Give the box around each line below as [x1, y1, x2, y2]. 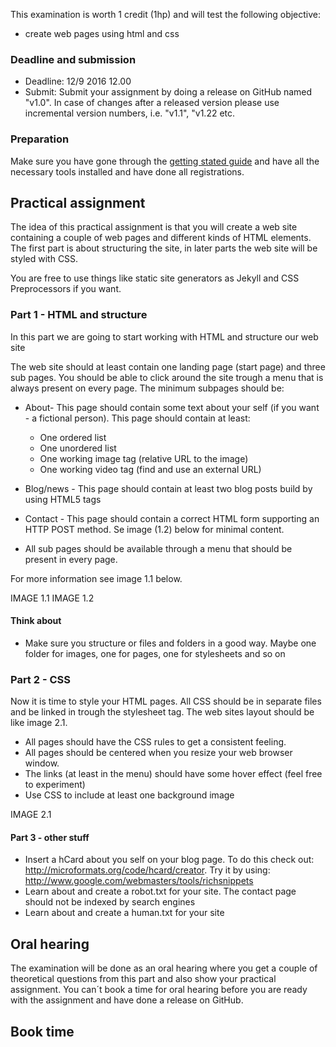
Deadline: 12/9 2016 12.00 [24, 75, 132, 88]
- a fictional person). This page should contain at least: [24, 412, 251, 424]
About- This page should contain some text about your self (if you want [24, 401, 320, 413]
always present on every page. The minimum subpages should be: [10, 382, 285, 394]
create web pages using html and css [24, 28, 180, 39]
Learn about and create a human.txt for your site [24, 907, 225, 919]
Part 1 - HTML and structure [10, 308, 148, 322]
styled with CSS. [10, 253, 79, 265]
